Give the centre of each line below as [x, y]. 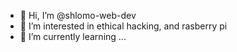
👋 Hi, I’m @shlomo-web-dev [78, 15]
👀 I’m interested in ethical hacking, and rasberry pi [123, 26]
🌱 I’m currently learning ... [73, 36]
